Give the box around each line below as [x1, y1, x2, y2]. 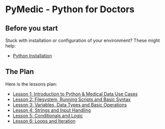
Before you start [5, 24, 58, 33]
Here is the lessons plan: [5, 81, 57, 87]
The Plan [5, 67, 34, 76]
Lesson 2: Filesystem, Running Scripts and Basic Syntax [12, 96, 131, 102]
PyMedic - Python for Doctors [5, 4, 135, 15]
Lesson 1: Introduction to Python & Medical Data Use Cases [12, 91, 138, 97]
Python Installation [12, 53, 52, 59]
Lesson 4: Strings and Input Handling [12, 107, 91, 113]
